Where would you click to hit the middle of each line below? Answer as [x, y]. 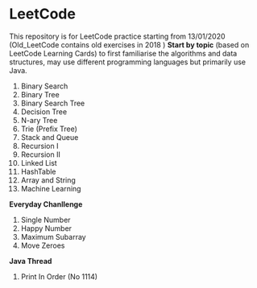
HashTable [38, 171]
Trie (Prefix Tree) [49, 129]
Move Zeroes [43, 245]
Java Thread [31, 261]
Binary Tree [40, 94]
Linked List [39, 163]
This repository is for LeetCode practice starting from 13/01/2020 [117, 36]
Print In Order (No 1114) [59, 276]
